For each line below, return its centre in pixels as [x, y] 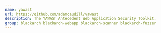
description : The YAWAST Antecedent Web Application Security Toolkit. [80, 18]
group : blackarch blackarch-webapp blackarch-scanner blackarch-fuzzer [80, 23]
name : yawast [19, 9]
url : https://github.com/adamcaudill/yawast [52, 14]
